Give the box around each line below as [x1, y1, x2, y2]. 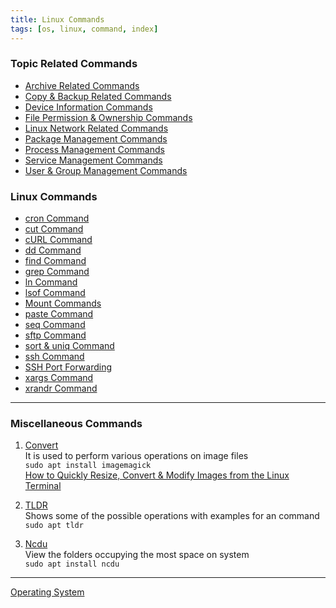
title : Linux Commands [10, 14, 105, 25]
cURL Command [24, 234, 93, 246]
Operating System [10, 586, 85, 598]
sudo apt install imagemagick [24, 461, 152, 471]
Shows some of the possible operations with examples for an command [24, 510, 320, 522]
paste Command [24, 308, 94, 320]
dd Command [24, 244, 82, 256]
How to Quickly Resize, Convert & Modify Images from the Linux [24, 469, 290, 481]
